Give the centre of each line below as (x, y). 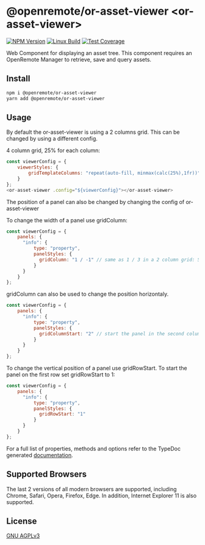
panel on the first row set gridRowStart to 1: (61, 375)
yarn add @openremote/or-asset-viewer (56, 98)
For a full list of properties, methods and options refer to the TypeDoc (94, 448)
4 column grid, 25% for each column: (53, 150)
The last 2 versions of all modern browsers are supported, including (92, 489)
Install (18, 79)
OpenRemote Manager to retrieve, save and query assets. (79, 59)
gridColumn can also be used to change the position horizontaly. (88, 294)
